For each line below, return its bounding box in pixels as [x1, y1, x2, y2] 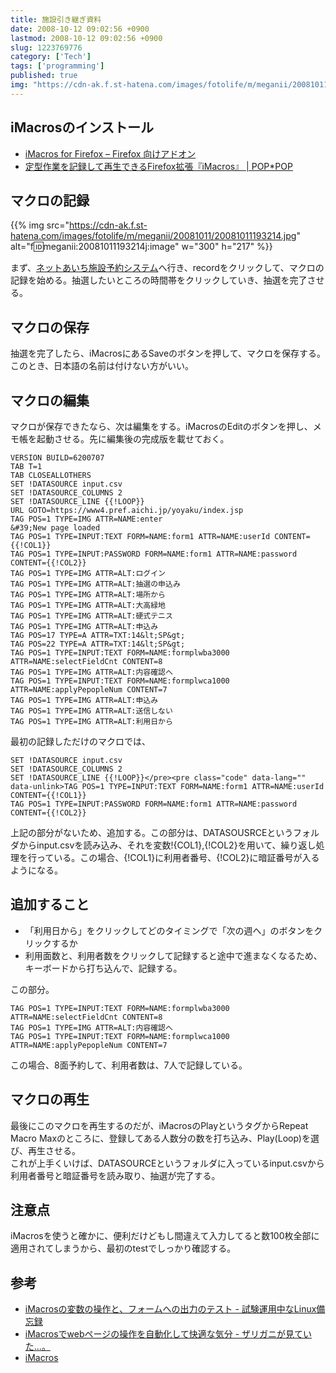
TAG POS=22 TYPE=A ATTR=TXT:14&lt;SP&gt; [10, 639, 186, 649]
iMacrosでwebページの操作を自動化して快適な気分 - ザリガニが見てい [24, 1328, 313, 1340]
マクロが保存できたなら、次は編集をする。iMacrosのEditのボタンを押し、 [10, 421, 313, 432]
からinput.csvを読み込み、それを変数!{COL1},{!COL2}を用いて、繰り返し [18, 839, 317, 851]
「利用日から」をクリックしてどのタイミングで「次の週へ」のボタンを [24, 924, 315, 936]
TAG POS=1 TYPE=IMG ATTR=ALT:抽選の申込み [10, 579, 181, 589]
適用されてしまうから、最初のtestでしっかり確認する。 [10, 1242, 237, 1255]
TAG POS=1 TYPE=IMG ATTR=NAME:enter [10, 514, 163, 524]
